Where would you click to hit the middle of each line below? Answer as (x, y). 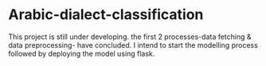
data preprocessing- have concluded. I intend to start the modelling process (133, 45)
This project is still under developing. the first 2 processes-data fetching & (130, 37)
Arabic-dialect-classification (106, 15)
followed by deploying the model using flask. (82, 53)
